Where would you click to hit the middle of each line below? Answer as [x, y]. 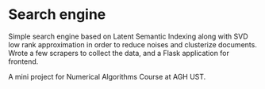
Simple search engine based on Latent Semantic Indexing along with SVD [128, 36]
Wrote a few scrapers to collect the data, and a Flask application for [119, 53]
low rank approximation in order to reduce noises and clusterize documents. [133, 44]
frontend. [23, 61]
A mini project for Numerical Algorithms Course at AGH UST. [107, 76]
